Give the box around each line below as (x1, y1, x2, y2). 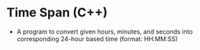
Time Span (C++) (6, 5, 108, 21)
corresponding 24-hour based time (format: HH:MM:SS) (16, 34, 178, 42)
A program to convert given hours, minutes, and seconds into (16, 27, 193, 36)
